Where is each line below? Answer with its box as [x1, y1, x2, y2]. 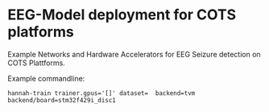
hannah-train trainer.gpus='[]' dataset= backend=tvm [7, 89, 196, 97]
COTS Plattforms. [7, 58, 65, 68]
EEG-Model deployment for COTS [7, 6, 237, 24]
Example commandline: [7, 73, 85, 83]
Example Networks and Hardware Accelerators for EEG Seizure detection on [7, 49, 261, 59]
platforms [7, 23, 74, 41]
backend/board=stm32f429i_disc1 [7, 96, 116, 104]
